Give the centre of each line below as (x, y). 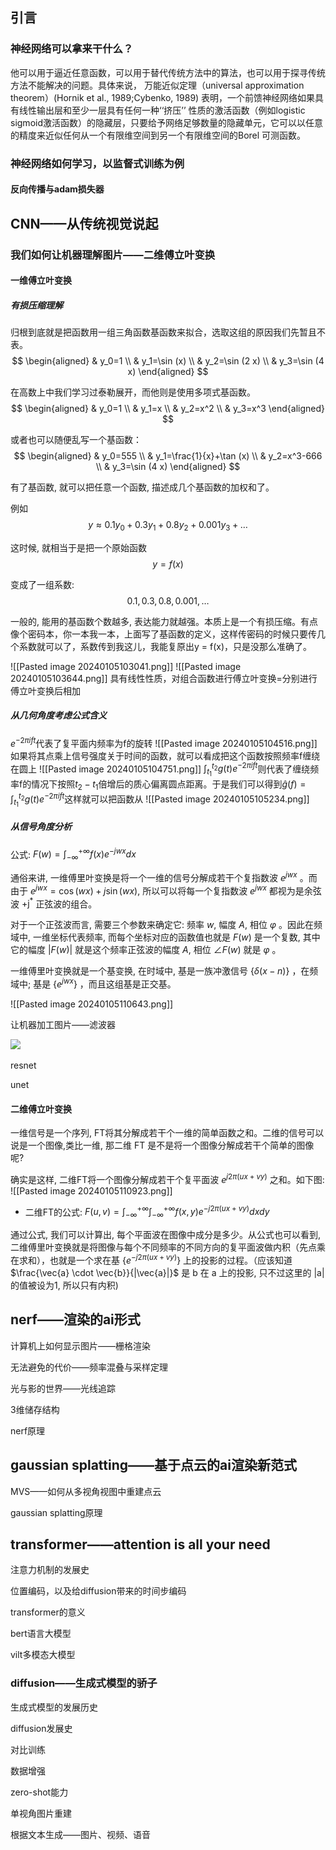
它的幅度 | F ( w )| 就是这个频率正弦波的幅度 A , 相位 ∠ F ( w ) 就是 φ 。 (146, 950)
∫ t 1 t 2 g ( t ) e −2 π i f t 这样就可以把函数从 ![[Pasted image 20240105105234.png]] (160, 799)
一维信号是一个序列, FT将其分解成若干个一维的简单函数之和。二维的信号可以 (167, 1133)
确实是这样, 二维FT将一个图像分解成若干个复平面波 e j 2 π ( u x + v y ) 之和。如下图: (167, 1178)
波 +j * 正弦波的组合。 (54, 903)
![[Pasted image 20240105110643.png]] (92, 1004)
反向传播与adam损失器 (57, 189)
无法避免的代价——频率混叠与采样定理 (89, 1367)
